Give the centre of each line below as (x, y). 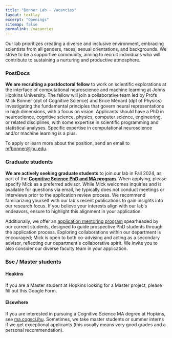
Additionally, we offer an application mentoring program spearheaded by (82, 221)
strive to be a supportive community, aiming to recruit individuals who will (83, 55)
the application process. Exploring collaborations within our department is (83, 232)
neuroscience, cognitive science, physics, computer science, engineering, (84, 117)
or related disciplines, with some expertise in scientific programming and (82, 122)
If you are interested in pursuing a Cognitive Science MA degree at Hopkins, (85, 314)
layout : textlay (23, 15)
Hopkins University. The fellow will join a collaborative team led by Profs (81, 95)
